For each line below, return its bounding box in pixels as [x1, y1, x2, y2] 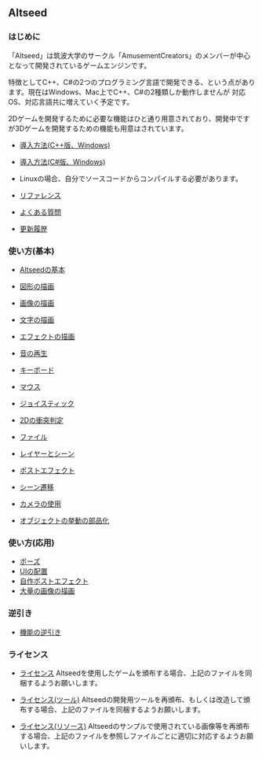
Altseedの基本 [19, 264, 65, 274]
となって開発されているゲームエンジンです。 [8, 61, 151, 70]
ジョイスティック [19, 398, 75, 408]
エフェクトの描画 [19, 331, 75, 341]
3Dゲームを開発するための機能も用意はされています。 [14, 124, 188, 133]
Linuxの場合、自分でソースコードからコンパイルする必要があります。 [19, 173, 243, 183]
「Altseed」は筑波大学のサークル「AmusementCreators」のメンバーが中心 [8, 50, 251, 60]
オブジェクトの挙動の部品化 [19, 516, 110, 525]
